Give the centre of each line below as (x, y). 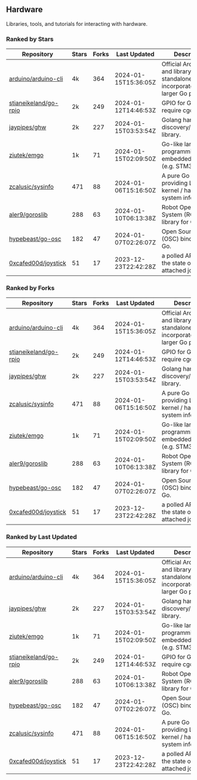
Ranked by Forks (30, 288)
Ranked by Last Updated (42, 537)
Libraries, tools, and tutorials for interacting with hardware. (77, 23)
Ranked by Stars (30, 39)
